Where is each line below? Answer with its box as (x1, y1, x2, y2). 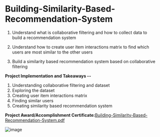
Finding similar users (12, 97, 54, 103)
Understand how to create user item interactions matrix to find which (12, 44, 149, 50)
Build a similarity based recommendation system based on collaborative (12, 58, 156, 64)
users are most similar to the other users (12, 49, 93, 55)
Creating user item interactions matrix (12, 93, 87, 98)
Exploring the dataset (12, 87, 55, 93)
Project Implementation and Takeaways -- (5, 73, 91, 79)
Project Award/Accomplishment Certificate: (5, 112, 95, 118)
